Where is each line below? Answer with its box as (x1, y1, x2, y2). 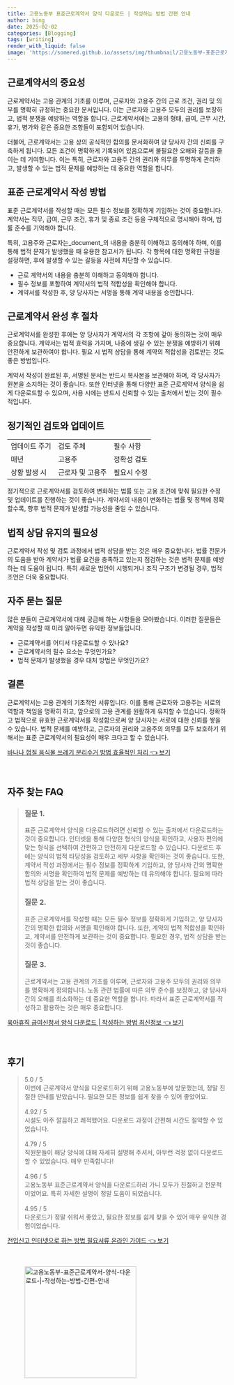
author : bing (7, 17, 45, 24)
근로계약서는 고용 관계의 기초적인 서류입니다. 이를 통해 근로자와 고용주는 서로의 (7, 698, 221, 706)
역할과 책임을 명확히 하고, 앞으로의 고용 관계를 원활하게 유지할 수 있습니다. (7, 706, 208, 716)
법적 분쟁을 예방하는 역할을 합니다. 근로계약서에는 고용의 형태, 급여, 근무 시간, (16, 114, 226, 122)
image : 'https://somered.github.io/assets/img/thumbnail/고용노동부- (7, 50, 206, 57)
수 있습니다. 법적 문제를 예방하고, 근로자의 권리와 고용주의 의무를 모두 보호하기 (7, 724, 219, 733)
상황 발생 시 (10, 468, 47, 477)
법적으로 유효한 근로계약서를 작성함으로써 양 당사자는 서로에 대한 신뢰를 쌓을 (14, 716, 221, 724)
